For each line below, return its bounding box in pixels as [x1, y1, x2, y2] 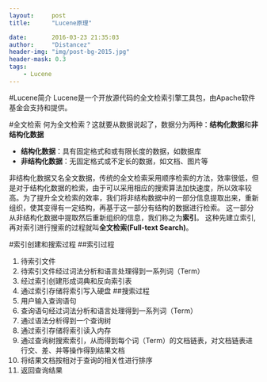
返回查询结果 [20, 365, 63, 375]
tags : [9, 63, 27, 71]
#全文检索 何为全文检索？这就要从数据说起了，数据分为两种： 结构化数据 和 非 [9, 120, 258, 129]
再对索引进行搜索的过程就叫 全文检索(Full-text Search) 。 [9, 223, 193, 232]
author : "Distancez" [9, 40, 91, 48]
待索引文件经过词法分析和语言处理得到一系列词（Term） [20, 266, 204, 276]
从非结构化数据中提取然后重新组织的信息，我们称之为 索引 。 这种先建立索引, [9, 212, 256, 222]
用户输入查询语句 [20, 296, 77, 305]
